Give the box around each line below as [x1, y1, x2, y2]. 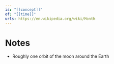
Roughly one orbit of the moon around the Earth [12, 53, 110, 59]
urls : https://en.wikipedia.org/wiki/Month [5, 16, 96, 21]
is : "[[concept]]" [5, 7, 43, 12]
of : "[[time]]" [5, 12, 36, 17]
